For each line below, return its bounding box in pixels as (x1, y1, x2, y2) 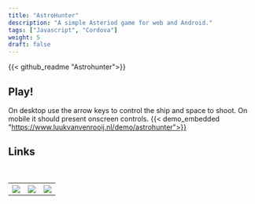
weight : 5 (8, 33, 41, 42)
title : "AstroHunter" (8, 11, 79, 20)
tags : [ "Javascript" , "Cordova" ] (8, 26, 118, 34)
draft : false (8, 41, 51, 49)
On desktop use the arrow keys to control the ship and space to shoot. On (8, 105, 248, 115)
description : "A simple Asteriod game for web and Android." (8, 19, 213, 27)
